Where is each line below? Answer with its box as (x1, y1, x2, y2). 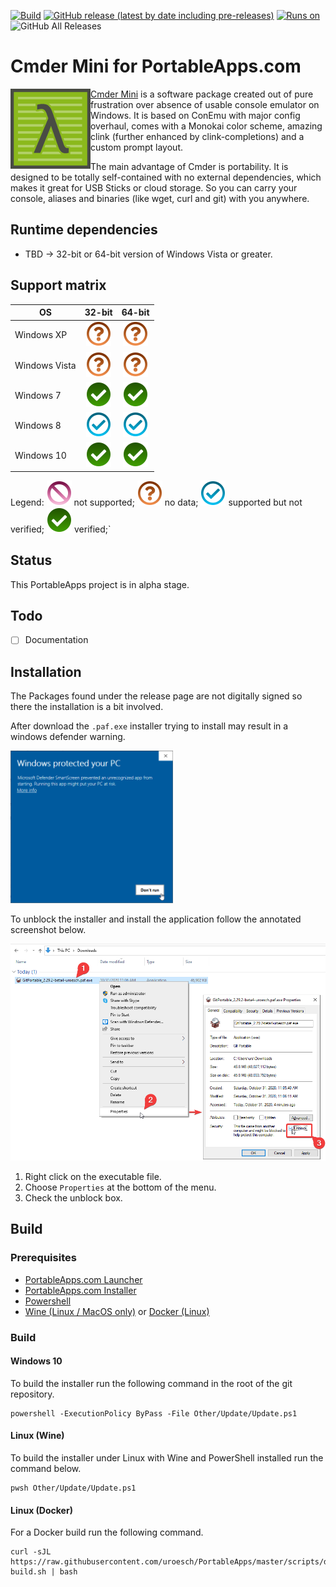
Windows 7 (14, 389, 62, 401)
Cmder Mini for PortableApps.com (10, 55, 302, 78)
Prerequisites (10, 1251, 77, 1265)
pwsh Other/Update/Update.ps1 (10, 1483, 137, 1493)
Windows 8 (14, 420, 62, 432)
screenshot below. (10, 923, 87, 935)
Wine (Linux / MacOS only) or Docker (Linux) (24, 1305, 210, 1317)
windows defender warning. (10, 731, 126, 743)
